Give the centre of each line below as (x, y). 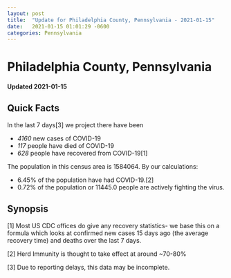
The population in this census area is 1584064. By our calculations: (103, 166)
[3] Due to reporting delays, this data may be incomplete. (89, 267)
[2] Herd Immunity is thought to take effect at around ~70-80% (97, 254)
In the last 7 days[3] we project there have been (75, 124)
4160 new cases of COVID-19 (59, 138)
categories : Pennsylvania (44, 33)
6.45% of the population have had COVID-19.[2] (85, 180)
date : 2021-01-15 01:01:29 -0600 (58, 26)
